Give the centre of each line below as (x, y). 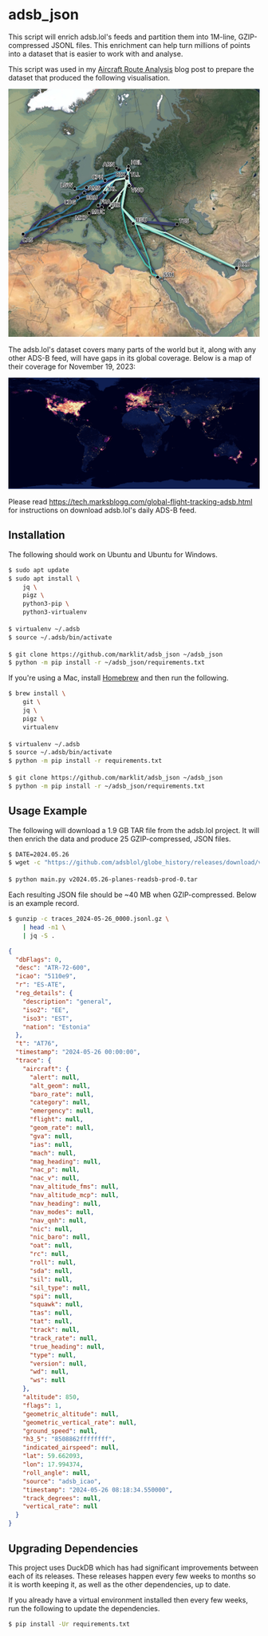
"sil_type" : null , (60, 1288)
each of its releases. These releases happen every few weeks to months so (132, 1576)
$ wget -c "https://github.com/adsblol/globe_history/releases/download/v (135, 863)
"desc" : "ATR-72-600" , (53, 968)
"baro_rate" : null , (61, 1094)
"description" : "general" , (67, 1002)
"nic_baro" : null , (60, 1237)
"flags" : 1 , (42, 1405)
